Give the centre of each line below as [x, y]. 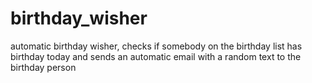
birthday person [43, 67]
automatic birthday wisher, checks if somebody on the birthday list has [156, 46]
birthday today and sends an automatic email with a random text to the [156, 56]
